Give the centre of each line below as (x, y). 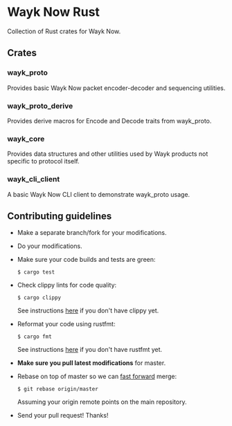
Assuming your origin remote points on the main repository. (102, 402)
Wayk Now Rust (54, 12)
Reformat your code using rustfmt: (66, 324)
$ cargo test (36, 272)
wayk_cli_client (34, 179)
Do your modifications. (50, 246)
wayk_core (26, 139)
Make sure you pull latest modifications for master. (91, 363)
